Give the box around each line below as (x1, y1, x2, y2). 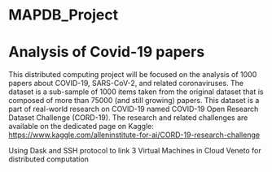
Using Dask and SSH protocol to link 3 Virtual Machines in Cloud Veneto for (8, 146, 262, 156)
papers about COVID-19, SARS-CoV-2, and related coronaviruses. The (8, 79, 244, 88)
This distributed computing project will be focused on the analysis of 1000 (8, 70, 257, 80)
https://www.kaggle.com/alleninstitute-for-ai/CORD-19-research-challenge (8, 130, 261, 140)
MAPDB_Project (8, 6, 119, 24)
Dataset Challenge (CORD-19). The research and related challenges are (8, 113, 248, 123)
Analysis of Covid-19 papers (8, 43, 205, 62)
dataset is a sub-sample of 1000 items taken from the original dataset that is (8, 87, 264, 97)
